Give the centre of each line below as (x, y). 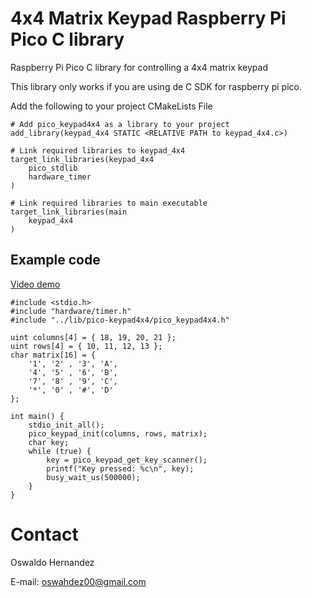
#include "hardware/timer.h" (71, 311)
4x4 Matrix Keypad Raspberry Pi (148, 18)
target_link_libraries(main (69, 212)
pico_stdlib (53, 168)
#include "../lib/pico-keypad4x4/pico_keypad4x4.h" (120, 320)
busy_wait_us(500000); (93, 477)
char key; (49, 442)
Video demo (35, 284)
